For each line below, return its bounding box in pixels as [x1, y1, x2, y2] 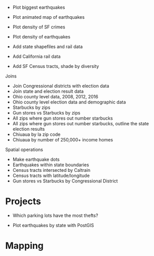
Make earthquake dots [12, 157, 60, 162]
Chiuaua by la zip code [12, 131, 61, 137]
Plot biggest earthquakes [12, 5, 65, 10]
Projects [5, 196, 42, 207]
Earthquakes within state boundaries [12, 162, 90, 168]
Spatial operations [5, 147, 43, 153]
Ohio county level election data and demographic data [12, 99, 126, 105]
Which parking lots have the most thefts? [12, 212, 98, 218]
